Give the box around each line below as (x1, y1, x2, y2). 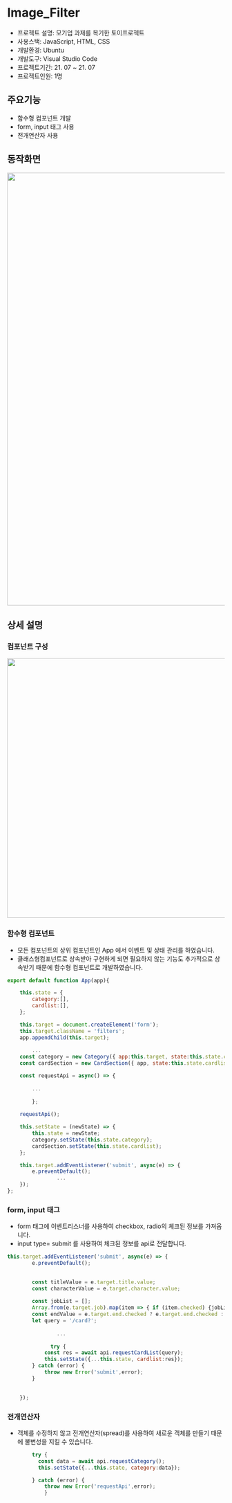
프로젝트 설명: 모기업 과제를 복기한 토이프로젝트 (17, 28, 145, 37)
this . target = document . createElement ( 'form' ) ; (19, 1021, 159, 1028)
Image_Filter (7, 5, 81, 21)
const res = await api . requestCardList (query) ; (43, 1349, 184, 1356)
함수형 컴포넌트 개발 (17, 114, 71, 122)
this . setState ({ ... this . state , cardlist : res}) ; (43, 1356, 184, 1363)
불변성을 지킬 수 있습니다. (24, 1437, 93, 1446)
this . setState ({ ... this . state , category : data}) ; (37, 1464, 181, 1471)
